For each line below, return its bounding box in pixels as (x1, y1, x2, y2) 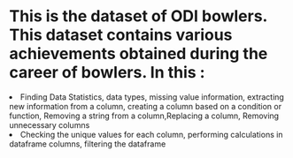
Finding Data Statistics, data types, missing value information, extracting (20, 91, 285, 102)
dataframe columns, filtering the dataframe (9, 139, 166, 149)
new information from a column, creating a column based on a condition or (9, 101, 281, 111)
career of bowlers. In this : (9, 63, 205, 83)
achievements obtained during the (9, 44, 268, 64)
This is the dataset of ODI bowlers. (9, 6, 268, 26)
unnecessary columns (9, 119, 90, 130)
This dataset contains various (9, 25, 233, 45)
